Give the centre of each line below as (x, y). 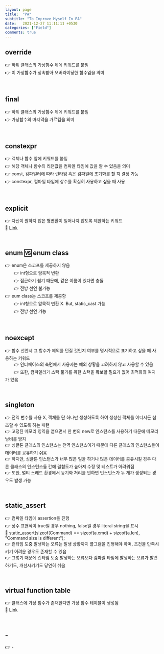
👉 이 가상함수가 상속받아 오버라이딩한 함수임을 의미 (55, 72)
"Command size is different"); (35, 538)
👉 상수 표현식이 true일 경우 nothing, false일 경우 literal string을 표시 (72, 525)
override (18, 52)
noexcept (20, 338)
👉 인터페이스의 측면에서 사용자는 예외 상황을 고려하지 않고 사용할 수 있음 (83, 364)
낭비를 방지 (16, 439)
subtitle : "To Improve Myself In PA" (44, 19)
